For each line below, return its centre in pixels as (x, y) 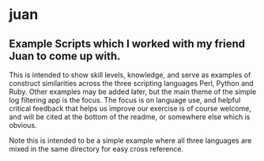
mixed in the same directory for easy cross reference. (96, 149)
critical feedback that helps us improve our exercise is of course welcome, (130, 109)
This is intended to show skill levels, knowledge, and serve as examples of (130, 75)
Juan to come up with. (65, 56)
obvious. (23, 125)
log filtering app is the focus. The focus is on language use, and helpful (125, 100)
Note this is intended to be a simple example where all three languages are (130, 140)
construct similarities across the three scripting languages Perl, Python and (131, 83)
